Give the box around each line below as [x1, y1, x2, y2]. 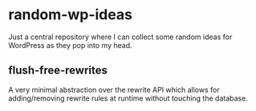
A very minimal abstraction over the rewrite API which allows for [8, 85, 220, 94]
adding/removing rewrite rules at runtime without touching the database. [8, 93, 249, 103]
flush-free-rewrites [8, 64, 108, 77]
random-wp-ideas [8, 6, 132, 24]
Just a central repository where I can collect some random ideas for [8, 32, 233, 42]
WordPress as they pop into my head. [8, 40, 132, 50]
